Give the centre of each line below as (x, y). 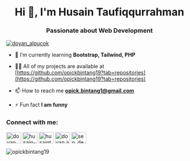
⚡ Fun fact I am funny (41, 105)
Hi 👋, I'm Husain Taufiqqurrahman (99, 12)
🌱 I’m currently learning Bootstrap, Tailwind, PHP (75, 55)
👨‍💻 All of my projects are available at (59, 66)
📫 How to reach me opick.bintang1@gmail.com (74, 91)
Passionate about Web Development (99, 31)
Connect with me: (32, 123)
